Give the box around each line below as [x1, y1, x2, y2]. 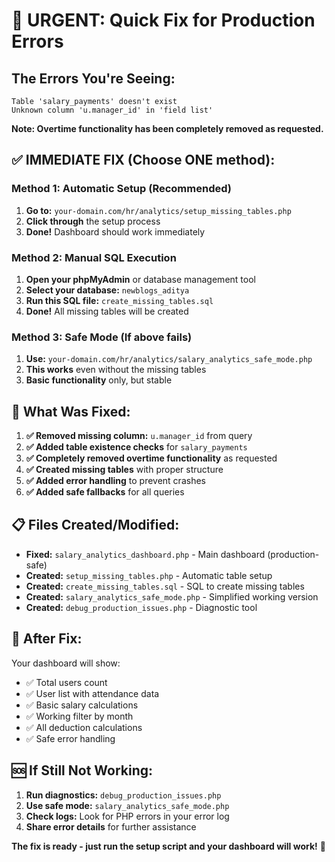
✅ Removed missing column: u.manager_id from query [25, 430, 253, 442]
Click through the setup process [25, 215, 161, 227]
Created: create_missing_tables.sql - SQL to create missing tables [25, 580, 305, 592]
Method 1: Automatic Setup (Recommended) [11, 182, 232, 196]
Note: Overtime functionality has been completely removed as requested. [11, 123, 324, 134]
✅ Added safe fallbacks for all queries [25, 486, 185, 498]
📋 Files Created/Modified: [11, 517, 180, 534]
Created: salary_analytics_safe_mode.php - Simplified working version [25, 590, 319, 603]
